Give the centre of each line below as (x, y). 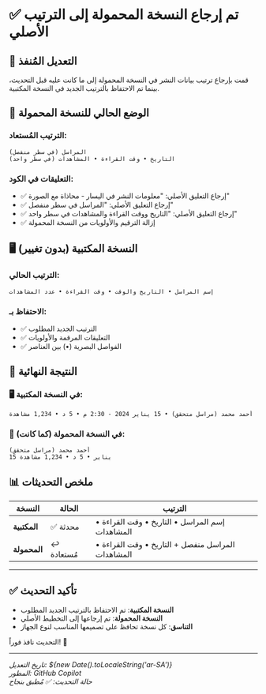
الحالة (69, 508)
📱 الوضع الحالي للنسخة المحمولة (79, 113)
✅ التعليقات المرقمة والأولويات (65, 337)
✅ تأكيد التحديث (43, 591)
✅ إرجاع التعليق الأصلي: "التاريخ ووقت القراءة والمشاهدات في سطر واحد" (129, 213)
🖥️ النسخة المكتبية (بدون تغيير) (73, 249)
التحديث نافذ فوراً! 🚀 (38, 642)
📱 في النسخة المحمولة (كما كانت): (67, 433)
